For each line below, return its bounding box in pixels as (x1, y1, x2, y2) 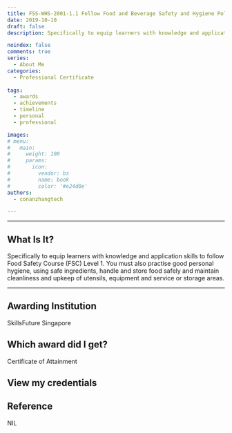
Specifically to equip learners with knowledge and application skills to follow (7, 252, 224, 260)
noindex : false (7, 42, 51, 49)
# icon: (7, 164, 48, 171)
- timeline (13, 106, 45, 113)
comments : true (7, 48, 51, 55)
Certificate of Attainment (7, 357, 77, 365)
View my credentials (7, 377, 97, 389)
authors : (7, 189, 32, 196)
